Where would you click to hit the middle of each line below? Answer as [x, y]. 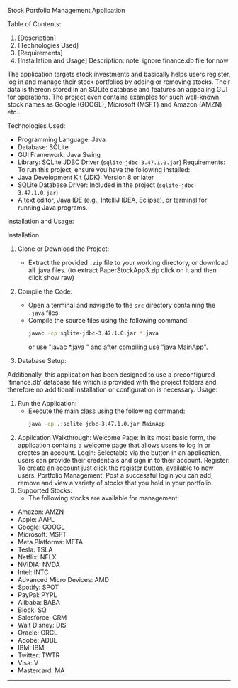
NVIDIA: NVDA [39, 564]
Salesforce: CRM [42, 617]
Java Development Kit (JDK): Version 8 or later [86, 177]
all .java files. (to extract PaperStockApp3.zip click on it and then [123, 270]
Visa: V [28, 662]
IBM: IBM [31, 647]
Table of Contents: [34, 24]
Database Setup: [42, 360]
